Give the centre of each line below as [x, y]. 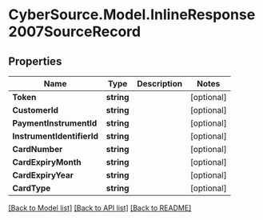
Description [159, 84]
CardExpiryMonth [47, 162]
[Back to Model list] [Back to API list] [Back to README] [100, 208]
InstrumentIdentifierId [55, 136]
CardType [32, 188]
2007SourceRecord [75, 32]
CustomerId [35, 110]
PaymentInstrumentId [55, 123]
